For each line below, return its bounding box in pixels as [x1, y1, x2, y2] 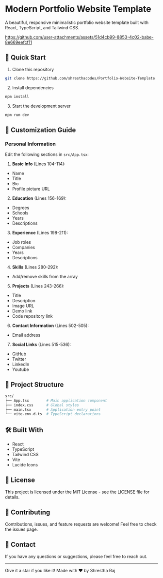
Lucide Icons [12, 462, 38, 468]
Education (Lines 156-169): [12, 195, 67, 201]
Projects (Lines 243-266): [12, 283, 65, 289]
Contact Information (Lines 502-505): [12, 323, 89, 328]
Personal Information [5, 140, 56, 147]
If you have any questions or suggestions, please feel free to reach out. [5, 553, 147, 559]
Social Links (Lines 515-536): [12, 342, 71, 347]
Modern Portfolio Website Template [5, 3, 151, 15]
